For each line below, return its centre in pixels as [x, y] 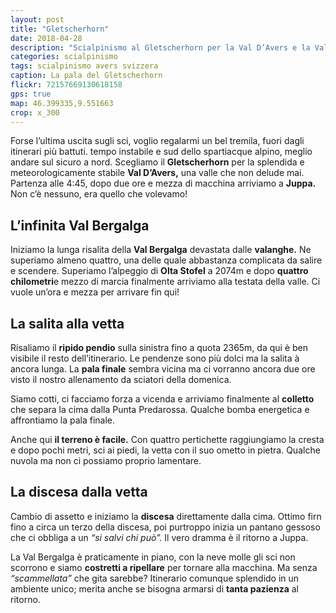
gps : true [31, 94]
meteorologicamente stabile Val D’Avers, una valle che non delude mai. [157, 173]
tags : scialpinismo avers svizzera [84, 66]
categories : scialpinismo [64, 57]
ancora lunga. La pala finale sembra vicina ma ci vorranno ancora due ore [163, 369]
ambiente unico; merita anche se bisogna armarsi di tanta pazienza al [154, 588]
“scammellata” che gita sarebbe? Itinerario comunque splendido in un [155, 578]
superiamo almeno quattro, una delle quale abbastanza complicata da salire [166, 260]
